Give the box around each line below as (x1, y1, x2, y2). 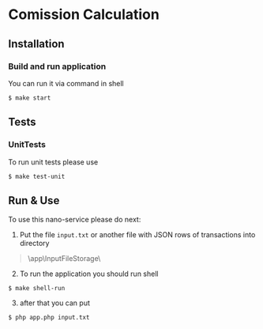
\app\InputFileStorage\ (27, 254, 101, 263)
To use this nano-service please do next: (8, 215, 141, 225)
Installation (8, 37, 65, 51)
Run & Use (8, 194, 60, 207)
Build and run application (8, 61, 107, 72)
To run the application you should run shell (19, 269, 159, 278)
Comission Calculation (8, 6, 160, 24)
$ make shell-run (8, 285, 66, 293)
